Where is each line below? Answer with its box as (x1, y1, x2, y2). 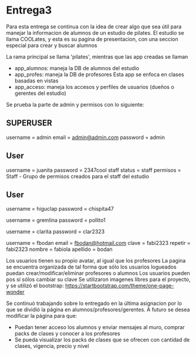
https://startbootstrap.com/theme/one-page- (65, 282, 174, 289)
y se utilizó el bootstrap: (6, 282, 65, 289)
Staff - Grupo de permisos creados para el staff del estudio (6, 172, 150, 180)
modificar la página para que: (6, 313, 77, 320)
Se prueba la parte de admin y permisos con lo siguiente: (6, 101, 144, 108)
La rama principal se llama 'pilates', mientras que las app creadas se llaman (6, 53, 188, 60)
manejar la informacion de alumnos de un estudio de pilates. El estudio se (6, 29, 184, 36)
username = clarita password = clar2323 (6, 228, 105, 235)
